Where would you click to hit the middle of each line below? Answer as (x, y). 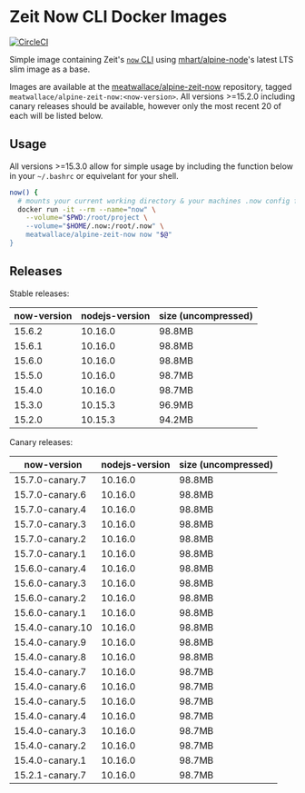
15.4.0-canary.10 (53, 627)
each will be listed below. (56, 115)
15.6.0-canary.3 (50, 583)
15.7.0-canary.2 (50, 539)
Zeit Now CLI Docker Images (118, 17)
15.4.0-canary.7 (50, 671)
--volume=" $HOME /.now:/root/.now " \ (95, 226)
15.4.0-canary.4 (50, 716)
